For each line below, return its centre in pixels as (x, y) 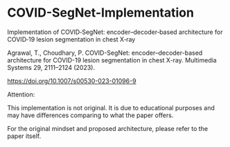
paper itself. (24, 136)
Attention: (21, 94)
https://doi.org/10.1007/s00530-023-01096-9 (72, 80)
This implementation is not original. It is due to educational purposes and (111, 107)
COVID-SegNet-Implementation (100, 13)
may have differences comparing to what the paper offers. (90, 115)
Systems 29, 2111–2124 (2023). (51, 67)
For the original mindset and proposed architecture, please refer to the (108, 128)
